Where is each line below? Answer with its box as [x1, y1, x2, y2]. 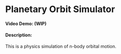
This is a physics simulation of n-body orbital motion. [5, 43, 116, 49]
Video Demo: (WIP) [5, 20, 47, 26]
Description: [5, 32, 32, 38]
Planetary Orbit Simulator [5, 4, 115, 15]
